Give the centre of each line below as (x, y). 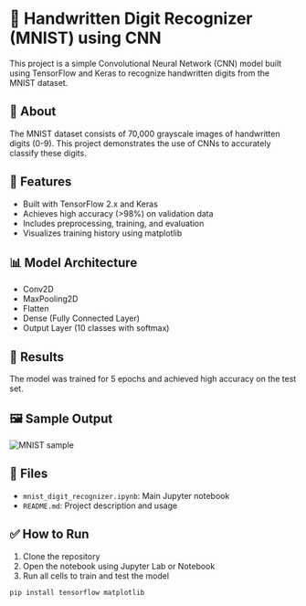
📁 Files (29, 474)
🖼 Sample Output (61, 418)
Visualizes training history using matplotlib (102, 233)
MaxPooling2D (50, 299)
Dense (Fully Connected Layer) (81, 318)
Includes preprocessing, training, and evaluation (113, 223)
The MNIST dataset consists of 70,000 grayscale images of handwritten (145, 133)
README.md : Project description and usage (100, 505)
